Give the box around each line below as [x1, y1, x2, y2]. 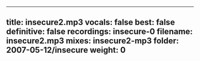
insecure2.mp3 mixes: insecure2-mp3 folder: [6, 36, 179, 46]
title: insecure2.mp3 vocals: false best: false [6, 17, 176, 27]
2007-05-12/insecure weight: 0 [6, 45, 126, 55]
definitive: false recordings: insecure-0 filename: [6, 27, 193, 37]
